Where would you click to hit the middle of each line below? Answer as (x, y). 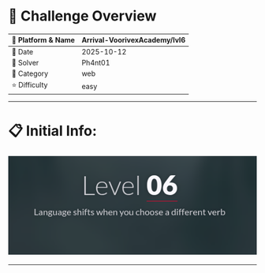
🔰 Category (30, 73)
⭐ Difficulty (30, 85)
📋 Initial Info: (52, 131)
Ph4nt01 (96, 62)
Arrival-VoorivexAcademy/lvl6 (134, 40)
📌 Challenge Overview (82, 16)
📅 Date (22, 51)
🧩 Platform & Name (43, 40)
